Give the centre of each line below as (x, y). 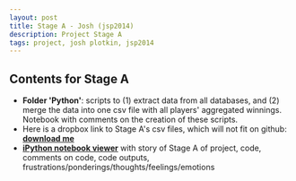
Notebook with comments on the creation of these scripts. (130, 120)
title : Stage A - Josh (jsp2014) (72, 26)
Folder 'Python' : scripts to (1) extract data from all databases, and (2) (151, 100)
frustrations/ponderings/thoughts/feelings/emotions (118, 168)
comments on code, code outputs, (86, 158)
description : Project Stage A (66, 34)
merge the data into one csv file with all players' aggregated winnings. (152, 110)
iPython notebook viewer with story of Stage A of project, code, (142, 148)
